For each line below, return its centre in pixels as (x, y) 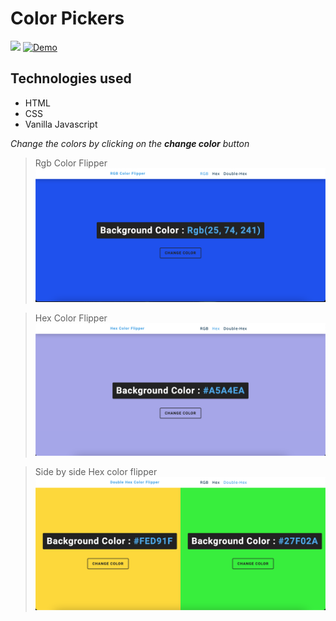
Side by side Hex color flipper (96, 471)
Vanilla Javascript (61, 124)
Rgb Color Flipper (71, 163)
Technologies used (71, 78)
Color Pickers (67, 18)
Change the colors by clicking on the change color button (130, 143)
